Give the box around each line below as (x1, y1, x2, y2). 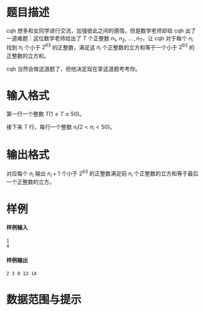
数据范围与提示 (6, 293, 82, 307)
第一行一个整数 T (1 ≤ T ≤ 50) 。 (6, 111, 85, 118)
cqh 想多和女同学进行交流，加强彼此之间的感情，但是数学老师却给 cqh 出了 (6, 27, 196, 34)
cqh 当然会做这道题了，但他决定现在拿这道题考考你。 (6, 65, 141, 73)
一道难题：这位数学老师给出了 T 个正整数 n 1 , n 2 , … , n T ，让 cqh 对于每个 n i (6, 34, 193, 43)
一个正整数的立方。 (6, 178, 55, 186)
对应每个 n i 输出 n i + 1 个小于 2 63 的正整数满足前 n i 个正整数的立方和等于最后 (6, 169, 199, 178)
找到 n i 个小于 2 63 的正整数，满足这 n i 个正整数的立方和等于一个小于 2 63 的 (6, 42, 195, 53)
